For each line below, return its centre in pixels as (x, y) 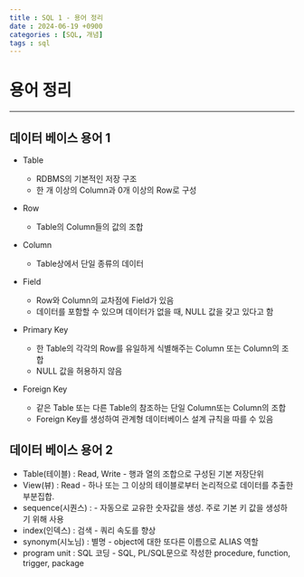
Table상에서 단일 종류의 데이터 (90, 264)
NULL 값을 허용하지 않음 (79, 371)
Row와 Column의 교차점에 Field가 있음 (105, 300)
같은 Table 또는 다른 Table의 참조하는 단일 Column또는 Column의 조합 (161, 407)
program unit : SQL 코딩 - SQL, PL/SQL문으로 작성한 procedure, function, (157, 553)
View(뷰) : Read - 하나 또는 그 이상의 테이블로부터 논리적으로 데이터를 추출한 (158, 485)
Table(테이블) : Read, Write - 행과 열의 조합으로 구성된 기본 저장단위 (143, 473)
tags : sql (30, 43)
